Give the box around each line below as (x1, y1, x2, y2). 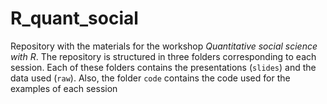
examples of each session (10, 82, 118, 94)
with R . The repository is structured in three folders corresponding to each (10, 50, 317, 62)
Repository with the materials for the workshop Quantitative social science (10, 40, 318, 52)
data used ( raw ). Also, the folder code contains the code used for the (10, 72, 291, 84)
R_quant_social (10, 7, 139, 30)
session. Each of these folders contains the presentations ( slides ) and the (10, 61, 317, 73)
